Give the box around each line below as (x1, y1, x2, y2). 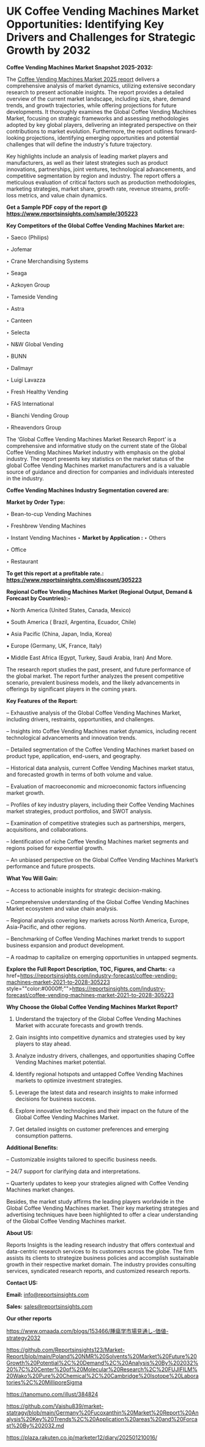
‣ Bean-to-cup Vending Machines (6, 510, 92, 517)
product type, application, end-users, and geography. (6, 752, 142, 759)
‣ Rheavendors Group (6, 423, 62, 431)
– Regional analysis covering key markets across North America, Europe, (6, 916, 190, 924)
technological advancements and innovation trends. (6, 734, 137, 741)
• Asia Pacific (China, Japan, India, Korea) (6, 630, 112, 637)
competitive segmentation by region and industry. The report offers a (6, 172, 181, 179)
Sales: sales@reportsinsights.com (6, 1302, 93, 1310)
